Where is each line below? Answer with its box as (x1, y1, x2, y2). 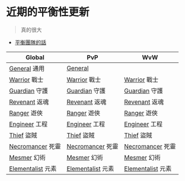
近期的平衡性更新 (6, 5, 90, 19)
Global (25, 53, 44, 61)
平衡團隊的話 (14, 39, 46, 46)
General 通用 (9, 64, 45, 72)
